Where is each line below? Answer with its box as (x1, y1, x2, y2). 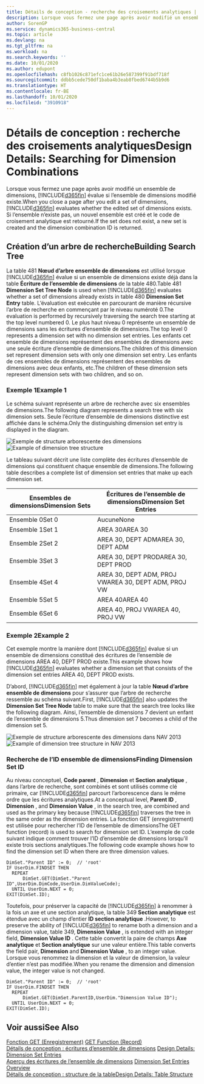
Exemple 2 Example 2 (6, 631, 69, 640)
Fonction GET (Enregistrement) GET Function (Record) (6, 1038, 143, 1046)
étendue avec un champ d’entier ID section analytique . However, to (6, 915, 176, 922)
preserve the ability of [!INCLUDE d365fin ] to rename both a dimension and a (6, 922, 198, 929)
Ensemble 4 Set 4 (9, 577, 59, 586)
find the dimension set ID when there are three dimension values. (6, 848, 169, 855)
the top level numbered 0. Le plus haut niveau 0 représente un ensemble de (6, 319, 196, 326)
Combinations (6, 165, 79, 179)
